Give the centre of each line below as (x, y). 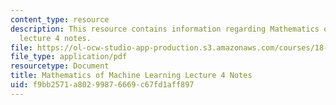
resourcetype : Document (60, 66)
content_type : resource (60, 19)
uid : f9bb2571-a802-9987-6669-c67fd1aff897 (102, 85)
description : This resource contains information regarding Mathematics (165, 29)
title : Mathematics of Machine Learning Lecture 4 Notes (131, 76)
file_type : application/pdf (69, 57)
